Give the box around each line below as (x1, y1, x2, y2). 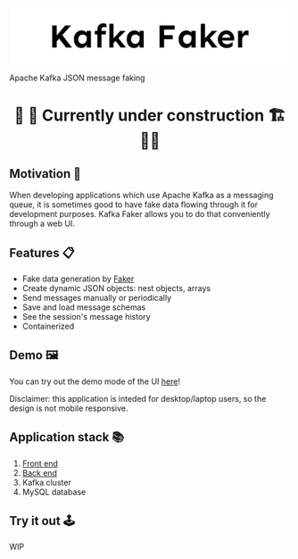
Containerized (21, 321, 75, 331)
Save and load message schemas (21, 302, 146, 313)
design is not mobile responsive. (9, 403, 128, 413)
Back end (21, 467, 58, 478)
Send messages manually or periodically (21, 292, 172, 303)
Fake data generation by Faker (21, 273, 135, 284)
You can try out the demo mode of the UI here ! (9, 376, 181, 387)
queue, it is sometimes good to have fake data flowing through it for (9, 199, 259, 210)
